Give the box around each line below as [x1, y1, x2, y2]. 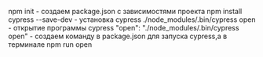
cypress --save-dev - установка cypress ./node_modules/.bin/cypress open [8, 15, 256, 24]
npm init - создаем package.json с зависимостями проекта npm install [8, 7, 243, 16]
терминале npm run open [8, 40, 93, 49]
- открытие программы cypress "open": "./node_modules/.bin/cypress [8, 23, 239, 32]
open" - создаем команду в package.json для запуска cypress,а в [8, 31, 228, 41]
